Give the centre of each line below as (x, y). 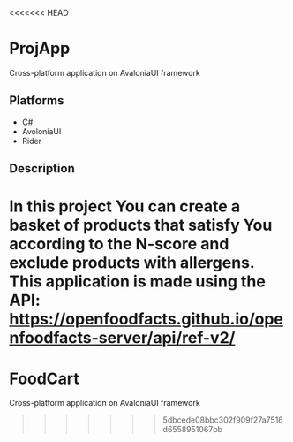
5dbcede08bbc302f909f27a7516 (223, 420)
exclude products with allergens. (132, 263)
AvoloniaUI (41, 131)
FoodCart (44, 378)
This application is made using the (138, 282)
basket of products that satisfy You (141, 225)
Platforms (37, 101)
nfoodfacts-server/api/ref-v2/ (122, 338)
